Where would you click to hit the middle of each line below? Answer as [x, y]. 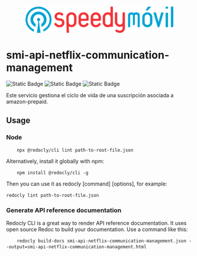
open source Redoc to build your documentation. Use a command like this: [97, 229]
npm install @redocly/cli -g [53, 173]
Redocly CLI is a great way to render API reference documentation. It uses [96, 223]
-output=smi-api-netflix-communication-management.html [76, 247]
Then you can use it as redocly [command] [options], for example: [87, 184]
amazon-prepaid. [27, 102]
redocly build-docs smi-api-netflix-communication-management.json [101, 241]
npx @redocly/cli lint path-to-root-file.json [75, 151]
